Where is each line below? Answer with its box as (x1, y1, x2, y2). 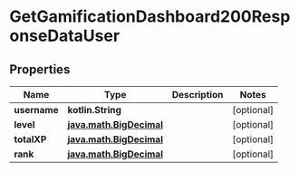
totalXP (14, 133, 47, 146)
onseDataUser (9, 25, 121, 46)
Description (171, 89, 224, 100)
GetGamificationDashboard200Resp (9, 6, 291, 27)
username (14, 104, 59, 116)
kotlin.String (67, 104, 122, 116)
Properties (9, 62, 71, 77)
